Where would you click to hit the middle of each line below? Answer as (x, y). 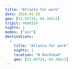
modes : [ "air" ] (20, 32)
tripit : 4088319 (21, 23)
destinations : (19, 37)
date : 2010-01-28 (23, 14)
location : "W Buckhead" (38, 55)
